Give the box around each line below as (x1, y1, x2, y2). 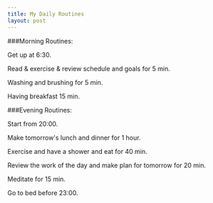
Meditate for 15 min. (7, 175, 66, 183)
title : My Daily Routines (7, 10, 84, 18)
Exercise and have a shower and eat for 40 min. (7, 147, 147, 155)
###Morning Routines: (7, 36, 73, 45)
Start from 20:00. (7, 119, 58, 128)
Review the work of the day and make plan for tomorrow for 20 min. (7, 161, 207, 170)
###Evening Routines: (7, 105, 73, 114)
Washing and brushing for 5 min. (7, 78, 103, 86)
